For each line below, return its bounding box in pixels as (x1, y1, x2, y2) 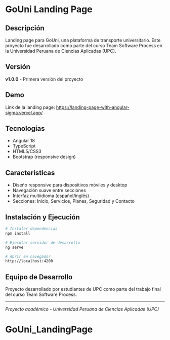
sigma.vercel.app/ (5, 109, 43, 116)
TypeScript (12, 143, 36, 149)
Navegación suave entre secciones (12, 187, 86, 194)
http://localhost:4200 (5, 258, 53, 264)
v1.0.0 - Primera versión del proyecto (5, 76, 83, 82)
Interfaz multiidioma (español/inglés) (12, 193, 90, 199)
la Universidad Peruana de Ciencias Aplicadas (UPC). (5, 48, 116, 54)
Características (5, 168, 55, 177)
